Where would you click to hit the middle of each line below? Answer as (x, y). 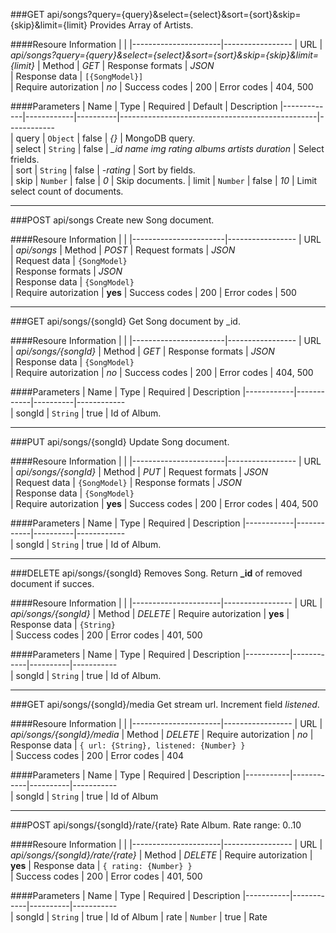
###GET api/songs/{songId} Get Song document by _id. (125, 321)
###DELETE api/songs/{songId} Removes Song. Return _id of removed (156, 573)
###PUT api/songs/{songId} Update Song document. (120, 442)
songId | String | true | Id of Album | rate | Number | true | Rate (141, 917)
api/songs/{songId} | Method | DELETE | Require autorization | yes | (150, 613)
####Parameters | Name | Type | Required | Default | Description (144, 106)
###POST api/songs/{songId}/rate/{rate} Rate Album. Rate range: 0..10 (156, 825)
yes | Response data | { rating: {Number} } (101, 865)
